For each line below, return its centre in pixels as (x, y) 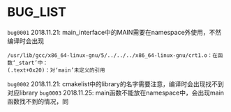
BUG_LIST (37, 12)
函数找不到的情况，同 (38, 101)
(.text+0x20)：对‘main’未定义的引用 (56, 70)
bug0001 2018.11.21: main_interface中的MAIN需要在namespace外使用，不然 (114, 32)
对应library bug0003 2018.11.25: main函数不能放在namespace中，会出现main (116, 93)
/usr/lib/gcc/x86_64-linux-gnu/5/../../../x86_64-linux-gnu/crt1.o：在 (112, 55)
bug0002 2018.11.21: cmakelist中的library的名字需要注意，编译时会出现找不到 (116, 83)
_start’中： (32, 63)
